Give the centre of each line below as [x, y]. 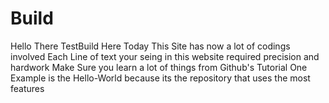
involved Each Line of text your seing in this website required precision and [165, 56]
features [27, 88]
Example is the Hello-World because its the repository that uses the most [160, 78]
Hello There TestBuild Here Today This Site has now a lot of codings [150, 46]
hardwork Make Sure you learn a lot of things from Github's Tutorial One [159, 67]
